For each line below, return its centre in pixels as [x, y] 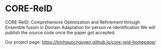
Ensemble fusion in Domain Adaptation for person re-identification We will [80, 27]
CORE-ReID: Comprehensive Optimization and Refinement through [73, 22]
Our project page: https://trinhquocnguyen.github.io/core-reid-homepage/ [80, 42]
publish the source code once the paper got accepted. [60, 32]
